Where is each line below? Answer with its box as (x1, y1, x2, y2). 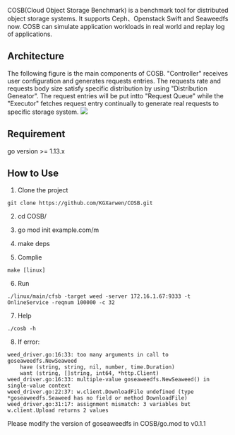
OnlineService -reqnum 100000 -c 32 (7, 299, 115, 306)
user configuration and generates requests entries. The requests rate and (7, 76, 221, 85)
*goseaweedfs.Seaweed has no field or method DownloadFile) (7, 395, 188, 402)
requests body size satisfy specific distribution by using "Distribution (7, 84, 208, 93)
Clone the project (17, 186, 68, 195)
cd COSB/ (17, 212, 47, 221)
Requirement (7, 128, 66, 140)
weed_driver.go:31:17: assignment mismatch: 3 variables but (7, 401, 191, 408)
